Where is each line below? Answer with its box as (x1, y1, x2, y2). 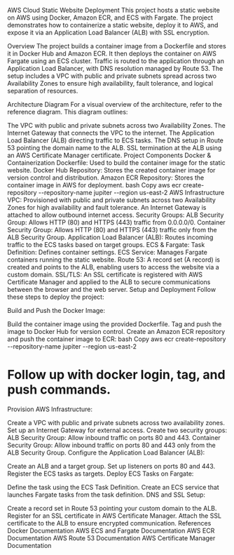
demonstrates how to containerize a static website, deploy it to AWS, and (7, 21, 219, 29)
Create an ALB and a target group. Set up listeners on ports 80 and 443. (7, 462, 216, 470)
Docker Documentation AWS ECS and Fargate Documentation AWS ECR (7, 526, 215, 535)
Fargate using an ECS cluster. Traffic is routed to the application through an (7, 57, 224, 65)
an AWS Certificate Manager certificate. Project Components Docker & (7, 151, 212, 159)
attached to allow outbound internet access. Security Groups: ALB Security (7, 210, 224, 219)
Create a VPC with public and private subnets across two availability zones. (7, 418, 226, 427)
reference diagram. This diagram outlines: (7, 108, 128, 116)
